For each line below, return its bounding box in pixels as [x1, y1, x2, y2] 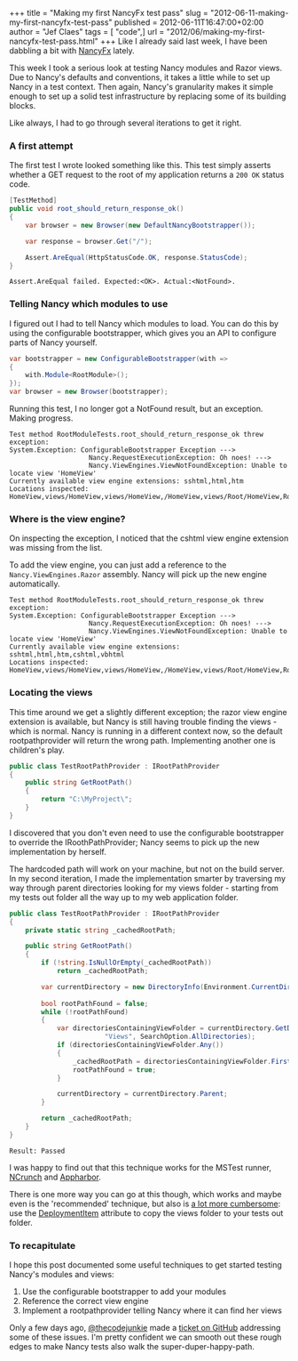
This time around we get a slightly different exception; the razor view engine [9, 706, 287, 717]
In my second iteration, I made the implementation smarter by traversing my [9, 873, 286, 883]
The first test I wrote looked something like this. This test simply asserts [9, 160, 271, 171]
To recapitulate [9, 1239, 76, 1252]
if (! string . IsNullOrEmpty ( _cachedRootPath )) [41, 958, 213, 968]
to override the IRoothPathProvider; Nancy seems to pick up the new [9, 836, 260, 848]
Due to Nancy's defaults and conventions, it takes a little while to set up [9, 72, 271, 83]
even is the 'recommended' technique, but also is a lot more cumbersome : [9, 1198, 281, 1209]
